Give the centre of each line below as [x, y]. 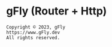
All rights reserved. [33, 37]
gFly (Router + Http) [57, 11]
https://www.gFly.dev [33, 32]
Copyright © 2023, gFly [36, 27]
